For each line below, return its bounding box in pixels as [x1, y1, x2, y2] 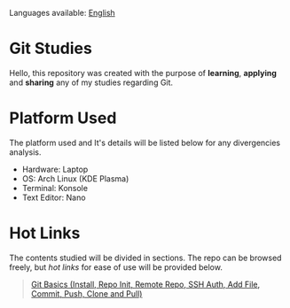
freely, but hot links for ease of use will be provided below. [9, 261, 223, 273]
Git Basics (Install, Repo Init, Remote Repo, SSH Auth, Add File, [30, 279, 261, 289]
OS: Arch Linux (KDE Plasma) [21, 173, 129, 184]
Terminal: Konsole [21, 182, 89, 193]
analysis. [9, 146, 42, 158]
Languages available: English [9, 8, 115, 18]
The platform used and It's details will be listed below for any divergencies [9, 137, 281, 148]
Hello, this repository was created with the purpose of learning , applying [9, 67, 278, 78]
